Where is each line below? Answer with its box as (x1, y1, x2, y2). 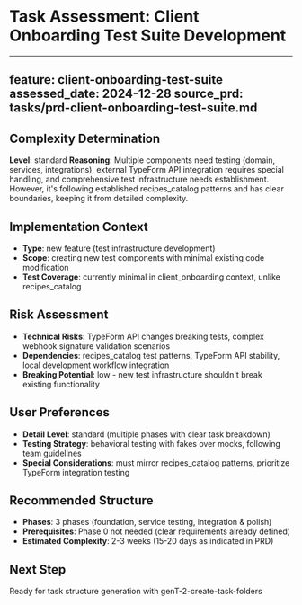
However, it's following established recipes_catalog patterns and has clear (9, 183, 285, 194)
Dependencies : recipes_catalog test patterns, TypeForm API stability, (22, 350, 280, 360)
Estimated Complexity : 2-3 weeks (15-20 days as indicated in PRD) (22, 536, 274, 547)
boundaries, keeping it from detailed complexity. (9, 193, 189, 204)
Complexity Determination (9, 130, 161, 146)
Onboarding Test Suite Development (9, 25, 287, 46)
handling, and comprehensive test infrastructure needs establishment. (9, 173, 270, 185)
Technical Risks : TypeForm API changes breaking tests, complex (22, 331, 265, 342)
